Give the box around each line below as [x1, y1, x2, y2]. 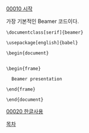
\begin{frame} [6, 66, 42, 72]
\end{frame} [6, 86, 36, 92]
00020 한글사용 [6, 108, 43, 115]
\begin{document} [6, 50, 49, 56]
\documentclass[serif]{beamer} [6, 30, 84, 35]
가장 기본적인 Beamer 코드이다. [6, 18, 79, 25]
